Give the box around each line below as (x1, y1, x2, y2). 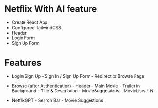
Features (4, 57, 42, 69)
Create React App (11, 19, 48, 25)
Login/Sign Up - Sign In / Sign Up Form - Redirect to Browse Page (11, 73, 145, 79)
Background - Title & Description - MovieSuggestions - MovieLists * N (11, 88, 154, 93)
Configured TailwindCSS (11, 24, 62, 30)
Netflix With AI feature (4, 3, 97, 15)
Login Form (11, 35, 35, 41)
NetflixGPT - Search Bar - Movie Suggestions (11, 97, 104, 103)
